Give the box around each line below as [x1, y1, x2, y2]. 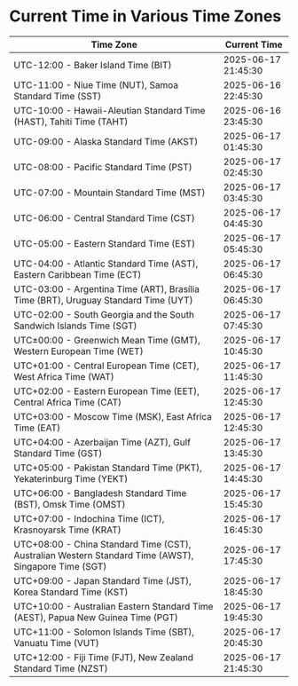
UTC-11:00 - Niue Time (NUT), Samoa [13, 78, 179, 91]
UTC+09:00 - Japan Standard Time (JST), [13, 574, 192, 587]
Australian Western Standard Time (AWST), [13, 548, 194, 561]
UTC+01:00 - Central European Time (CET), [13, 359, 200, 372]
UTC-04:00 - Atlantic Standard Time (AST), [13, 257, 199, 270]
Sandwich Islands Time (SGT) [13, 319, 137, 332]
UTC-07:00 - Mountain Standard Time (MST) [13, 186, 206, 199]
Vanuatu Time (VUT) [13, 636, 99, 649]
